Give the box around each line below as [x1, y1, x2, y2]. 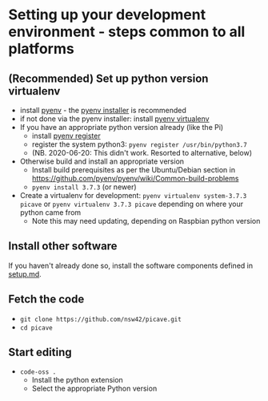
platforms [8, 40, 74, 58]
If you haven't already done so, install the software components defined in [8, 261, 254, 270]
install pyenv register [31, 131, 102, 140]
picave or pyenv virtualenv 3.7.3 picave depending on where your [19, 199, 244, 209]
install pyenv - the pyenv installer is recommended [19, 106, 186, 115]
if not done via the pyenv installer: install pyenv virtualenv [19, 114, 210, 124]
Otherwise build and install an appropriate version [19, 156, 185, 166]
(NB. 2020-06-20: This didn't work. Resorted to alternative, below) [31, 148, 253, 157]
